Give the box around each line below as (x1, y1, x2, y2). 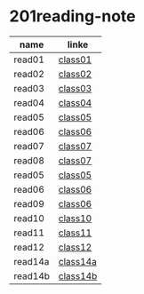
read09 (13, 197, 44, 210)
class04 (58, 96, 92, 108)
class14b (58, 269, 98, 282)
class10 (58, 211, 92, 224)
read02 (13, 68, 44, 80)
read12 (13, 241, 44, 253)
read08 (13, 154, 44, 166)
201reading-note (9, 6, 136, 27)
